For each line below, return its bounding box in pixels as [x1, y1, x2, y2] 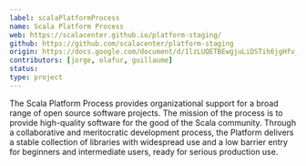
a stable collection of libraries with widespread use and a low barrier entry [9, 136, 289, 147]
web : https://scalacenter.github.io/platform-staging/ [9, 30, 222, 39]
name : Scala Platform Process [9, 22, 125, 31]
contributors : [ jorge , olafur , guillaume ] [9, 56, 173, 65]
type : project [9, 73, 64, 82]
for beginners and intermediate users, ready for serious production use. [9, 146, 279, 157]
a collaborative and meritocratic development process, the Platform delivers [9, 127, 294, 138]
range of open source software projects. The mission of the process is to [9, 107, 283, 119]
